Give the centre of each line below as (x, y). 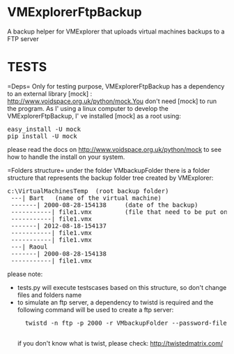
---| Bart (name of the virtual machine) (86, 198)
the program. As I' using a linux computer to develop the (88, 108)
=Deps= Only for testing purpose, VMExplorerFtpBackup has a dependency (116, 86)
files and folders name (49, 295)
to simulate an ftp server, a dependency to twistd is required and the (115, 302)
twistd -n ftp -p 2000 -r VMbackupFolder (96, 323)
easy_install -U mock (44, 129)
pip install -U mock (42, 136)
